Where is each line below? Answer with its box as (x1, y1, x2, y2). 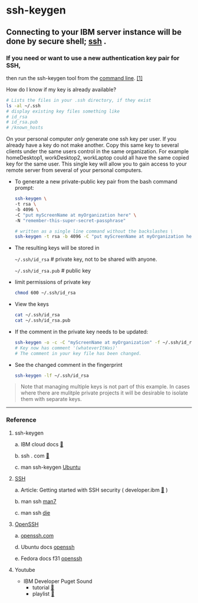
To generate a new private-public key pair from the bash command (14, 178, 178, 185)
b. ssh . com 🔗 (14, 452, 50, 459)
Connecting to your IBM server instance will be (6, 27, 181, 37)
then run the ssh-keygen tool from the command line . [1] (6, 74, 143, 81)
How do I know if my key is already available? (6, 86, 117, 93)
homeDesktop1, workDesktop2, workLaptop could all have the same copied (6, 154, 189, 161)
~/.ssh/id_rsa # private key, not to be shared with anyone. (14, 256, 157, 263)
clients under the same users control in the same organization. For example (6, 148, 189, 155)
